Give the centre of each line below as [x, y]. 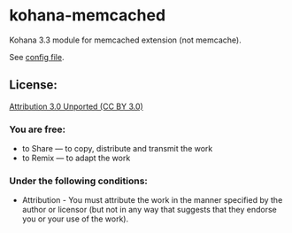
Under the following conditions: [79, 181]
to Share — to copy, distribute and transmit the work [117, 149]
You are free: [38, 129]
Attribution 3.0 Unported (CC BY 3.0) [76, 106]
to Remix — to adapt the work [76, 158]
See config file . [37, 57]
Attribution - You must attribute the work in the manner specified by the [152, 200]
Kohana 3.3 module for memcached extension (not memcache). [125, 40]
